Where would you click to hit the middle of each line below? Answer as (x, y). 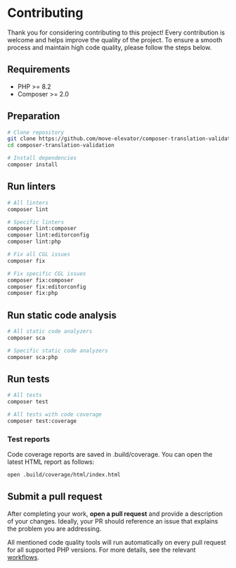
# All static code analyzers (50, 332)
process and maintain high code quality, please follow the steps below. (110, 47)
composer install (33, 165)
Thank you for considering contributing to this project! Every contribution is (116, 32)
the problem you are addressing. (54, 529)
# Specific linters (36, 222)
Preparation (34, 116)
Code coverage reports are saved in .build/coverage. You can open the (110, 455)
